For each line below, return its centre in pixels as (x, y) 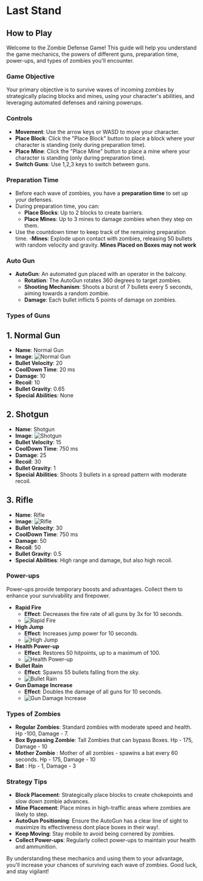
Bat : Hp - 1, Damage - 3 (45, 766)
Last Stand (34, 11)
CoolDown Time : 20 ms (45, 369)
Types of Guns (28, 316)
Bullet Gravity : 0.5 (38, 554)
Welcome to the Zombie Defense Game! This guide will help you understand (101, 48)
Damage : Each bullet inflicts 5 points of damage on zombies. (100, 300)
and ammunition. (36, 847)
